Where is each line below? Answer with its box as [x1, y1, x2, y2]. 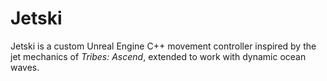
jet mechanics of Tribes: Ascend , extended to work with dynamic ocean [10, 50, 307, 62]
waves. [10, 61, 40, 73]
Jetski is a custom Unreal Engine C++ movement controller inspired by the [10, 40, 317, 52]
